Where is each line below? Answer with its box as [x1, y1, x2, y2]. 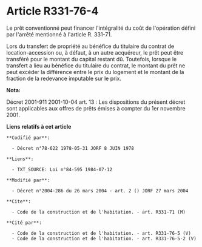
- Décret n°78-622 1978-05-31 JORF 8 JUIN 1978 [12, 145, 135, 151]
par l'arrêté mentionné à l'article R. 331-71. [6, 30, 112, 38]
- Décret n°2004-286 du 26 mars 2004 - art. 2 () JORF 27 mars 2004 [12, 188, 189, 194]
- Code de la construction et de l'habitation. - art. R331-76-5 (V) [12, 230, 191, 236]
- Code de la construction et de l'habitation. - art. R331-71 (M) [12, 209, 186, 215]
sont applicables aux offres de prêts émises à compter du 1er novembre [6, 104, 186, 112]
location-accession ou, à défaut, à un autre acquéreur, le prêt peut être [6, 49, 184, 56]
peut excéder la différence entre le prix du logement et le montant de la [6, 68, 184, 75]
